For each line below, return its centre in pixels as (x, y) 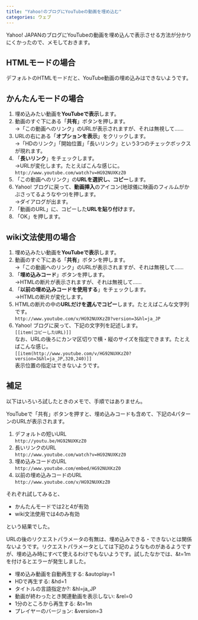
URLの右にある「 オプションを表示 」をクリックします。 (82, 136)
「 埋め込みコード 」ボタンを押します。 (61, 274)
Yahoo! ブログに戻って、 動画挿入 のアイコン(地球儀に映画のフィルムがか (102, 187)
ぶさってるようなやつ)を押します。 (57, 194)
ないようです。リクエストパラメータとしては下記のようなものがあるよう (94, 547)
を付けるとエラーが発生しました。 (48, 561)
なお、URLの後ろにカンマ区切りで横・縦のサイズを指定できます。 (95, 339)
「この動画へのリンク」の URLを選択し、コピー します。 (82, 180)
